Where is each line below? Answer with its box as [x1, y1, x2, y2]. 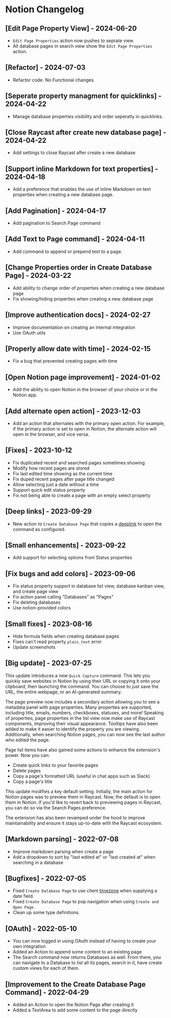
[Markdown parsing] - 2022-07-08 [5, 835, 119, 843]
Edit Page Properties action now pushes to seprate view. [12, 37, 134, 44]
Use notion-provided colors [12, 605, 71, 611]
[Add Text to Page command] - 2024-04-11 [5, 235, 145, 244]
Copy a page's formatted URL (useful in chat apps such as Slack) [12, 773, 151, 779]
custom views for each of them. [12, 965, 80, 971]
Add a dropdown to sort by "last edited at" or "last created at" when [12, 854, 156, 860]
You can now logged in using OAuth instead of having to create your [12, 938, 157, 944]
